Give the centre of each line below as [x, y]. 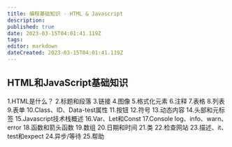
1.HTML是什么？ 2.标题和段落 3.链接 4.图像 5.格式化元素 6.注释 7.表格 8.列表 [116, 101]
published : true [31, 27]
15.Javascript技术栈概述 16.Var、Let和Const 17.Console [94, 118]
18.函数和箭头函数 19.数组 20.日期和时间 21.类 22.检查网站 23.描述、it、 [125, 127]
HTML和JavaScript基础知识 [68, 83]
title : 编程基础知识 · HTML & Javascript [65, 14]
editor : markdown [32, 46]
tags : [15, 40]
